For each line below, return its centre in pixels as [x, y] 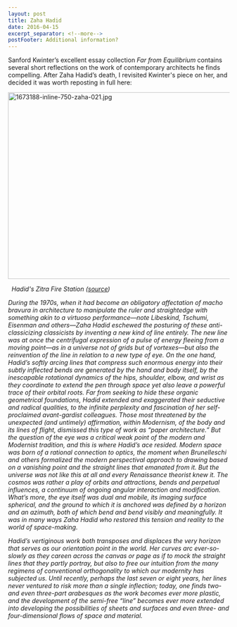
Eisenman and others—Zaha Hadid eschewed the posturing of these [108, 325]
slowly [17, 556]
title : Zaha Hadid [35, 20]
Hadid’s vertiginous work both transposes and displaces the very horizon [114, 541]
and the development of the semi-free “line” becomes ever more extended [116, 601]
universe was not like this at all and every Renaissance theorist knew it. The [118, 475]
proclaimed [25, 415]
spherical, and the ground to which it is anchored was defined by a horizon [117, 505]
